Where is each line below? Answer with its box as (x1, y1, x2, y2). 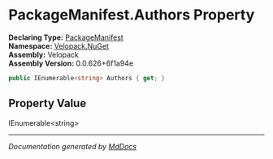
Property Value (8, 97, 87, 110)
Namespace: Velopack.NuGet (8, 41, 110, 50)
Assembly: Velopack (8, 49, 80, 59)
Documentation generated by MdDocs (8, 141, 136, 151)
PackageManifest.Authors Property (8, 6, 255, 24)
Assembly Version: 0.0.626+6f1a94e (8, 58, 134, 68)
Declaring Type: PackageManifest (8, 32, 123, 42)
